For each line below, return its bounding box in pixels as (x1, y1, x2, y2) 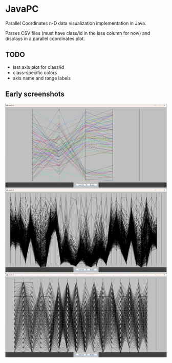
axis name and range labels (12, 75, 71, 81)
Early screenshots (5, 90, 65, 99)
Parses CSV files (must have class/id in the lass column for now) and (5, 30, 150, 36)
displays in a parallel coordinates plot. (5, 35, 85, 42)
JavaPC (5, 3, 39, 15)
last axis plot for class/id (12, 64, 64, 70)
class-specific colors (12, 69, 57, 75)
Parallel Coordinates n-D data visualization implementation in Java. (5, 20, 147, 26)
